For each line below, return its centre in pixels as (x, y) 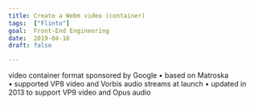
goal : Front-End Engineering (59, 30)
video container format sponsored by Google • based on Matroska (119, 75)
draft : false (30, 46)
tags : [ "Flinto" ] (39, 23)
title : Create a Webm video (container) (77, 16)
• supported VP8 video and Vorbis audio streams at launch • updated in (127, 84)
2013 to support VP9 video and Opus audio (80, 92)
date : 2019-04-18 (39, 38)
